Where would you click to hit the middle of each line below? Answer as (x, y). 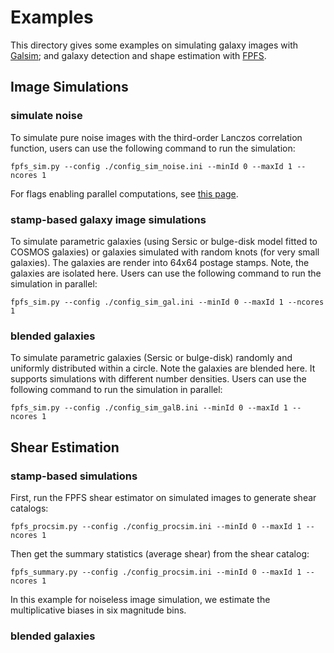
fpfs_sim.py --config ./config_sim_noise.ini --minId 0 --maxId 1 (151, 166)
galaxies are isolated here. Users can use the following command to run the (166, 273)
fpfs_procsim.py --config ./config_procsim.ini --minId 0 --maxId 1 (156, 526)
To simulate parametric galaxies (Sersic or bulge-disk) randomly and (151, 358)
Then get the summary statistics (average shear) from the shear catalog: (160, 553)
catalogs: (29, 508)
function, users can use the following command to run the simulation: (153, 148)
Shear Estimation (65, 447)
